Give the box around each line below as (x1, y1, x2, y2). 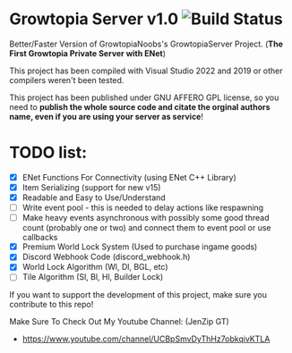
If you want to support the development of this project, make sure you (9, 290, 267, 300)
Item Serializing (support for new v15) (21, 181, 161, 192)
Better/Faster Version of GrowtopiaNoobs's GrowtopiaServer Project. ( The (9, 38, 284, 49)
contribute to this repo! (9, 299, 94, 310)
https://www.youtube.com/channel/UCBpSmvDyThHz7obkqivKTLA (21, 333, 271, 344)
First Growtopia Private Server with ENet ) (9, 47, 167, 58)
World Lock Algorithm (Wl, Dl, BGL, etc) (21, 262, 168, 273)
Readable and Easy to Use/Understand (21, 192, 166, 203)
